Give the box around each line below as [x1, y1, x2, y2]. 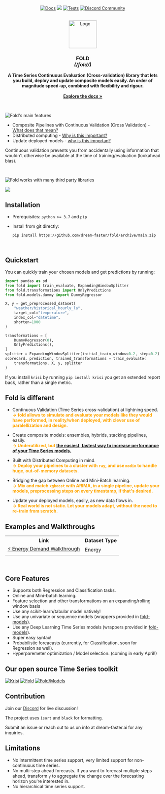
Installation [5, 201, 40, 209]
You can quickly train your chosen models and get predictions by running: [5, 269, 155, 275]
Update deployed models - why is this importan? [12, 138, 111, 144]
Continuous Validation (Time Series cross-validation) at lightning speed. [12, 407, 159, 413]
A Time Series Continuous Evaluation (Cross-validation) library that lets [7, 72, 158, 79]
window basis [12, 603, 40, 609]
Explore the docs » [63, 93, 102, 99]
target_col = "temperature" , [14, 310, 69, 316]
